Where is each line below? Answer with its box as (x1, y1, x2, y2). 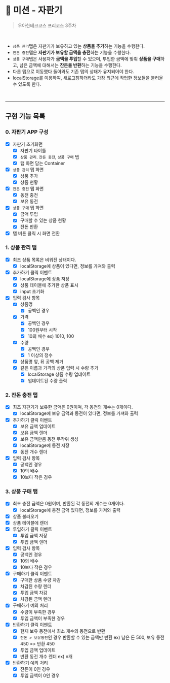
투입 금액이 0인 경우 (20, 672, 60, 678)
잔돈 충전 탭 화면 (12, 186, 44, 192)
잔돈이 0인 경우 (20, 666, 51, 672)
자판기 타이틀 (20, 147, 47, 153)
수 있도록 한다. (12, 81, 41, 87)
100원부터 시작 (27, 327, 57, 333)
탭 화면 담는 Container (20, 160, 65, 166)
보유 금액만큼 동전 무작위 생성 (20, 436, 78, 442)
